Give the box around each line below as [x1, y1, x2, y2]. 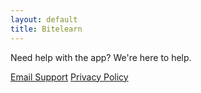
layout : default [10, 14, 78, 25]
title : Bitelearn [10, 24, 83, 34]
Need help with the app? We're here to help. [10, 51, 192, 63]
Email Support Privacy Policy [10, 71, 129, 83]
